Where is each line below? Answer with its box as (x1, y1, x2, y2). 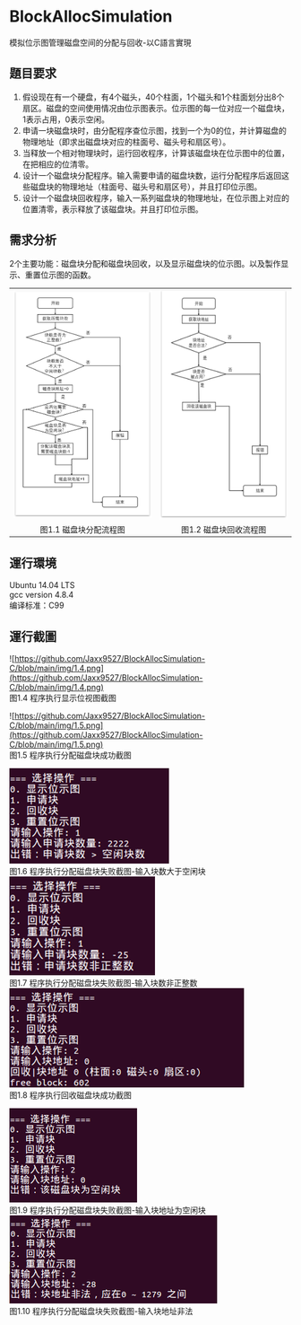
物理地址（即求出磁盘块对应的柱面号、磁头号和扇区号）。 (21, 136, 231, 147)
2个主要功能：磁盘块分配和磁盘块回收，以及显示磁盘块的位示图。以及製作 (9, 258, 281, 268)
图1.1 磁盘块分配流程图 (39, 523, 125, 535)
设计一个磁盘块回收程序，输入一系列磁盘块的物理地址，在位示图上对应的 (21, 192, 289, 203)
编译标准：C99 (9, 600, 64, 611)
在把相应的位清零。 (21, 159, 94, 170)
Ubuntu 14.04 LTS (9, 580, 75, 591)
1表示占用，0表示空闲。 (21, 114, 110, 125)
